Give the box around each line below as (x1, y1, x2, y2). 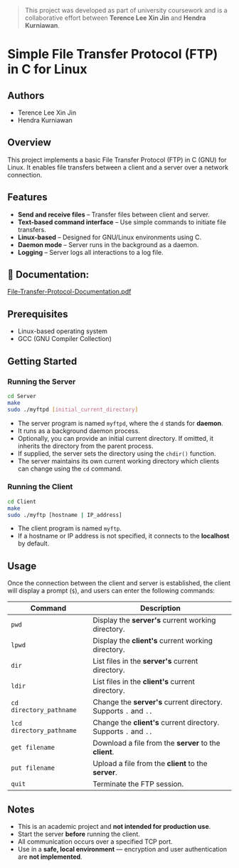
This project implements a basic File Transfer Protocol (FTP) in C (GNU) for (7, 155, 227, 164)
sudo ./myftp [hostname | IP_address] (7, 511, 122, 518)
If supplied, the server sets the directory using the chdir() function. (17, 449, 216, 458)
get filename (11, 743, 55, 752)
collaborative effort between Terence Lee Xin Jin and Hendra (24, 14, 206, 22)
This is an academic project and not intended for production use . (17, 822, 211, 831)
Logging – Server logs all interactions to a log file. (17, 248, 164, 256)
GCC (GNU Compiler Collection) (17, 335, 112, 343)
